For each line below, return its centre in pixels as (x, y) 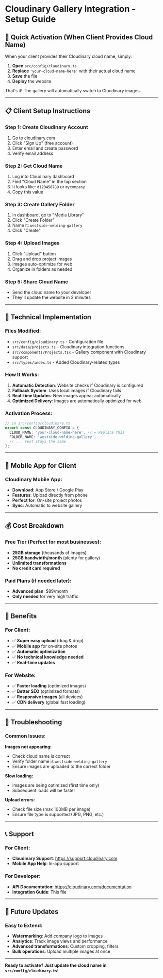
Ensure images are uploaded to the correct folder (61, 766)
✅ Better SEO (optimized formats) (46, 691)
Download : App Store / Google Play (48, 490)
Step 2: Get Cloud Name (34, 166)
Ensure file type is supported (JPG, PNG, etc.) (58, 814)
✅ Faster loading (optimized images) (49, 686)
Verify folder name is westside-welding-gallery (60, 761)
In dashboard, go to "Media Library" (48, 215)
